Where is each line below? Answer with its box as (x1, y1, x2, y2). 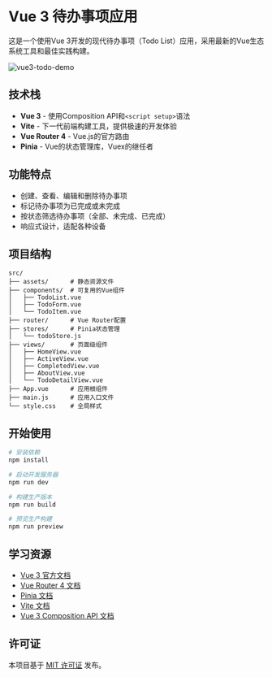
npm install (8, 456, 49, 464)
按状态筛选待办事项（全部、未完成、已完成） (19, 210, 171, 220)
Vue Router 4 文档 (19, 580, 81, 590)
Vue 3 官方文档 (19, 571, 71, 579)
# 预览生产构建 (8, 515, 53, 523)
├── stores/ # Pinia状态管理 (8, 325, 120, 333)
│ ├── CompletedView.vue (8, 362, 100, 371)
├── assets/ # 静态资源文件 (8, 278, 114, 286)
